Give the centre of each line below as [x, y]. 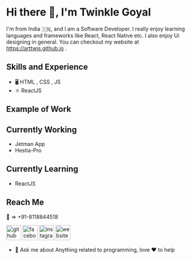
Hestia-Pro [28, 150]
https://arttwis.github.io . [36, 48]
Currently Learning [42, 169]
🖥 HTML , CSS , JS [38, 82]
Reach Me [25, 202]
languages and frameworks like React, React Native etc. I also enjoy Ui [93, 35]
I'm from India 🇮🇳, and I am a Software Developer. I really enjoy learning [95, 29]
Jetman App [30, 144]
